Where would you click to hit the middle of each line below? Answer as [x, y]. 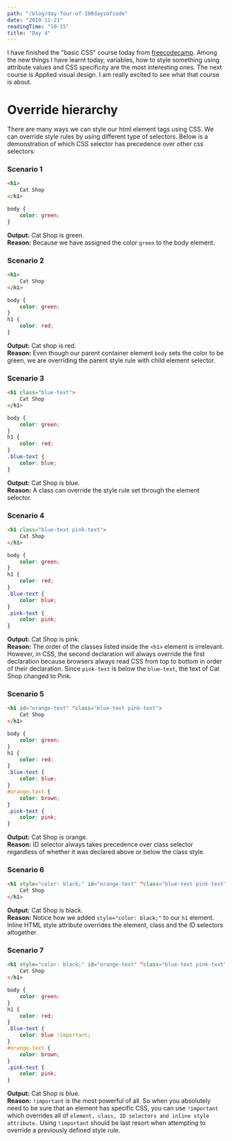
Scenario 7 [26, 950]
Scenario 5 [26, 694]
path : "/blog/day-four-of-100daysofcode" [68, 14]
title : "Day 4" [29, 33]
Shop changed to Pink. [39, 676]
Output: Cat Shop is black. [45, 910]
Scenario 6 [26, 870]
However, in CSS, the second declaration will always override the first [106, 654]
